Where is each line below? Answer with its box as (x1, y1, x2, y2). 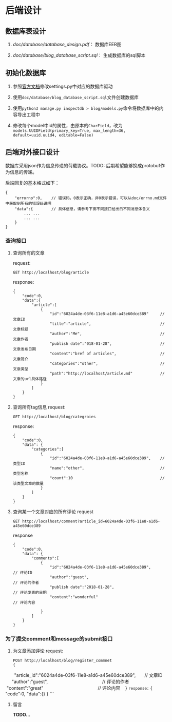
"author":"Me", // (49, 331, 165, 336)
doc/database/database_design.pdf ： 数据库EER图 (12, 42, 122, 47)
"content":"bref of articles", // (49, 351, 165, 356)
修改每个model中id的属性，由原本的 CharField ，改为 (12, 122, 123, 128)
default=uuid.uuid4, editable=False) (12, 132, 94, 138)
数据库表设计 (5, 27, 46, 35)
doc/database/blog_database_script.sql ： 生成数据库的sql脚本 (12, 52, 146, 58)
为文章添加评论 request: (12, 648, 63, 654)
